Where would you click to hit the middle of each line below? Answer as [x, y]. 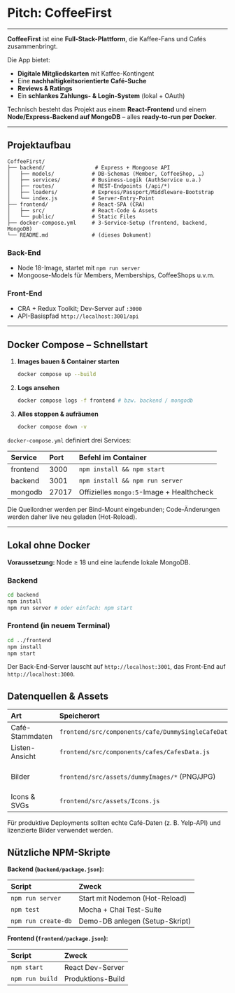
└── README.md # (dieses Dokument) [79, 235]
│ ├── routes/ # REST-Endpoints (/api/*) [89, 186]
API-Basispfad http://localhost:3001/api [78, 316]
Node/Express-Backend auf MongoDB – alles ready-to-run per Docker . [112, 116]
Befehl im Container [113, 457]
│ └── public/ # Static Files [72, 216]
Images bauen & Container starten [68, 361]
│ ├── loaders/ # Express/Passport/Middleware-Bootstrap [111, 192]
